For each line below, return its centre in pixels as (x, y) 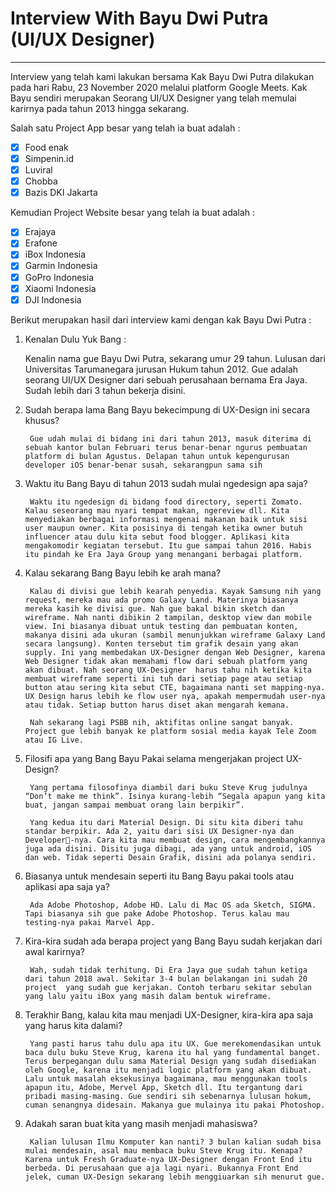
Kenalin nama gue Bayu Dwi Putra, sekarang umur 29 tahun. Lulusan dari (175, 358)
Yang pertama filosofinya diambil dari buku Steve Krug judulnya (168, 787)
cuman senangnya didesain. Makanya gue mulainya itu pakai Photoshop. (175, 1105)
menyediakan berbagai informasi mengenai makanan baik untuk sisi (166, 519)
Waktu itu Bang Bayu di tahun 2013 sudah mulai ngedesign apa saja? (166, 483)
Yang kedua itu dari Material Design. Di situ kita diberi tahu (166, 822)
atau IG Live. (54, 740)
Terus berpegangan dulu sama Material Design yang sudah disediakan (170, 1061)
